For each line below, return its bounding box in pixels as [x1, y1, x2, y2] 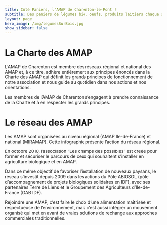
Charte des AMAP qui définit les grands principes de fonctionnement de [5, 74, 153, 80]
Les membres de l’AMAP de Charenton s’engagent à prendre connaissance [5, 94, 159, 100]
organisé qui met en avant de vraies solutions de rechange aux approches [5, 210, 157, 216]
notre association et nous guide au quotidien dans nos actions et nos [5, 79, 147, 85]
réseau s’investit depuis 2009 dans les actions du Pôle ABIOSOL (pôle [5, 174, 149, 179]
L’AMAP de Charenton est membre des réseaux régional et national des [5, 64, 151, 70]
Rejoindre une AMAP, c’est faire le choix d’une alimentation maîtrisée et [5, 199, 151, 205]
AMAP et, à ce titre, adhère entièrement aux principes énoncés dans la [5, 69, 150, 75]
